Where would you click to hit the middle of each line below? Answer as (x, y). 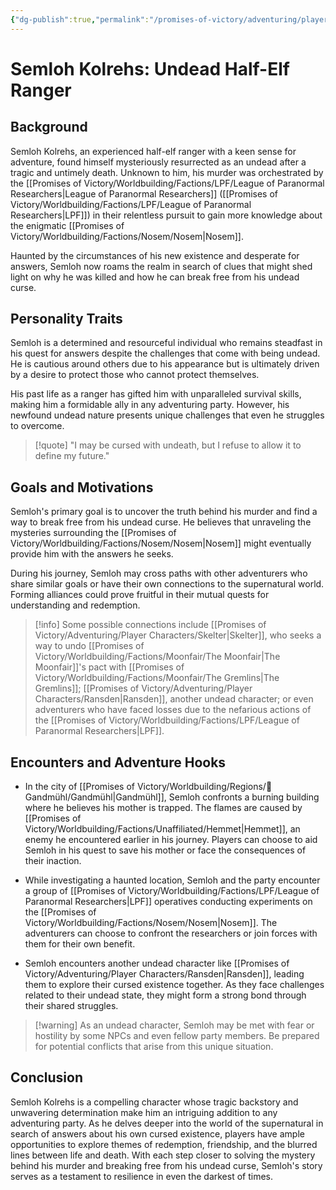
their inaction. (53, 861)
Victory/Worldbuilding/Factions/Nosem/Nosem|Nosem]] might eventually (161, 543)
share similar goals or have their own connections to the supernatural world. (167, 584)
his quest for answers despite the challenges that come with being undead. (165, 353)
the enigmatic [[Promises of (67, 225)
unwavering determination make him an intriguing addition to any (144, 1112)
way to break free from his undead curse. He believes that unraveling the (161, 522)
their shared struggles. (71, 1006)
